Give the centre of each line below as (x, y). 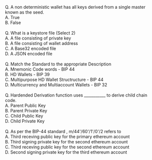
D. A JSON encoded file (29, 54)
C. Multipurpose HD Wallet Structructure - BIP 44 (54, 80)
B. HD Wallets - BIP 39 (27, 74)
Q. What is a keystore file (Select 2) (40, 33)
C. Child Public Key (24, 116)
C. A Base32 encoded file (31, 49)
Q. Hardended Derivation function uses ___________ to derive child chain (76, 95)
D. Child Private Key (25, 121)
